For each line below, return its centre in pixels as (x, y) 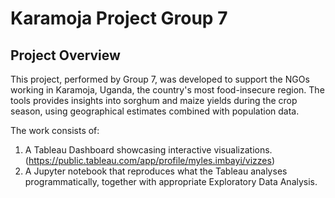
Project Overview (65, 55)
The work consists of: (55, 130)
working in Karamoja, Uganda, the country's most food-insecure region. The (167, 90)
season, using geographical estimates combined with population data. (155, 111)
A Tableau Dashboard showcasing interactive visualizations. (148, 150)
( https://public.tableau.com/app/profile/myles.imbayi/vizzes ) (150, 160)
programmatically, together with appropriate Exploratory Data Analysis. (171, 181)
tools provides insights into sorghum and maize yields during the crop (154, 100)
